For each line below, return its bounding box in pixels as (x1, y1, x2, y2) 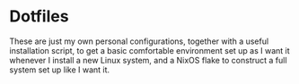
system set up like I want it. (9, 64, 110, 75)
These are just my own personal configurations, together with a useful (9, 36, 269, 46)
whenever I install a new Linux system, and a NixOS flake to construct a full (9, 55, 287, 65)
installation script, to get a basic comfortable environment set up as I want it (9, 45, 290, 55)
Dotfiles (9, 6, 69, 27)
